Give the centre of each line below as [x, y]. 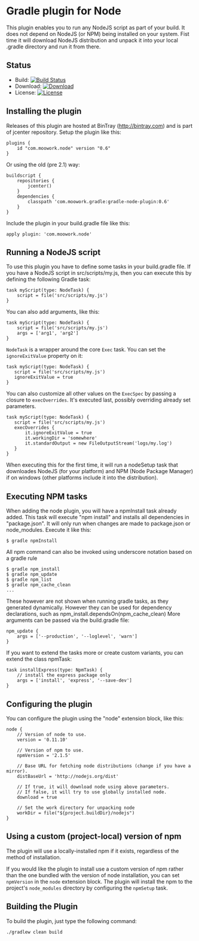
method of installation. [34, 857]
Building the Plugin [42, 907]
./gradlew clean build [34, 932]
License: [25, 92]
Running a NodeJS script [53, 252]
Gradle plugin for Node [64, 11]
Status [19, 65]
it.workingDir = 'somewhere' [61, 438]
